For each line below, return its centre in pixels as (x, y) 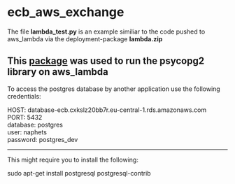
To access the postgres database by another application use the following (114, 89)
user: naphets (27, 132)
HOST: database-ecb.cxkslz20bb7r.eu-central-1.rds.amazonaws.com (107, 110)
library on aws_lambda (58, 72)
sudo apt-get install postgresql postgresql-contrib (79, 173)
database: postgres (35, 125)
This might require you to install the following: (73, 160)
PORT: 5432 (25, 117)
